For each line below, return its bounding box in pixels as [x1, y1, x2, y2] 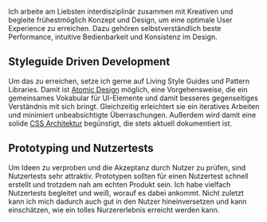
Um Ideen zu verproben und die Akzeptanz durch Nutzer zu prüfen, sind [8, 162, 246, 172]
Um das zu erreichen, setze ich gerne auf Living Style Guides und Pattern [8, 76, 250, 86]
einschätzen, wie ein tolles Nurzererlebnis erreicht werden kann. [8, 204, 220, 214]
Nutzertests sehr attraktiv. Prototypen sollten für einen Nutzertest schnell [8, 171, 249, 181]
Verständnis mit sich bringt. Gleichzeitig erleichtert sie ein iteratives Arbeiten [8, 101, 260, 111]
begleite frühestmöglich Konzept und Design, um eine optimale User [8, 15, 233, 25]
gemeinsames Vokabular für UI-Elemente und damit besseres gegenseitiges [8, 93, 259, 103]
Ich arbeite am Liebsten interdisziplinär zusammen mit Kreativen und [8, 7, 234, 16]
